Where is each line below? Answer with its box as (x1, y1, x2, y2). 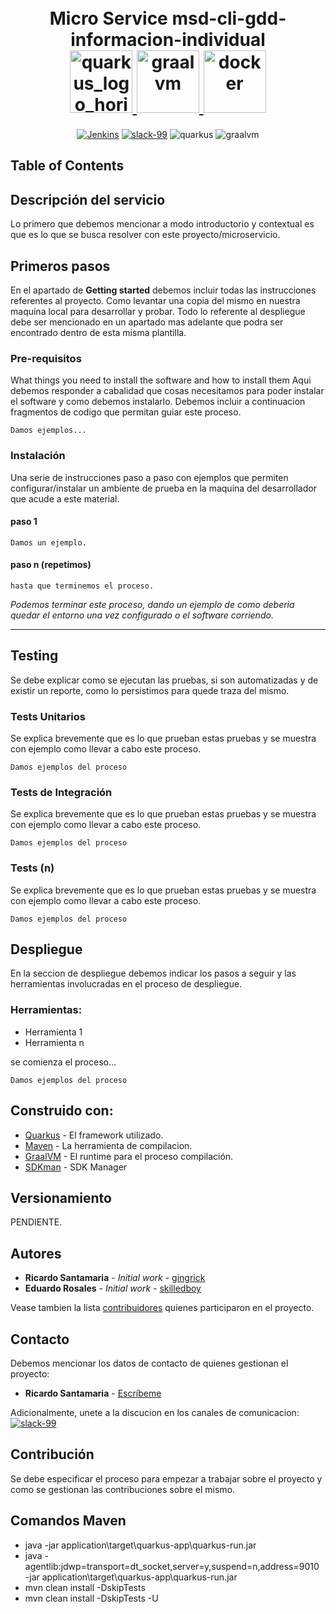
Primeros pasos (10, 257, 111, 275)
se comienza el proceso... (10, 1056, 117, 1068)
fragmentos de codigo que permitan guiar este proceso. (10, 406, 242, 418)
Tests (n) (10, 861, 55, 875)
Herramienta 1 (24, 1026, 83, 1038)
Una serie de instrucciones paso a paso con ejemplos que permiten (10, 471, 289, 483)
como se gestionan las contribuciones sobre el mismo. (10, 1483, 236, 1495)
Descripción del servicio (10, 191, 166, 208)
